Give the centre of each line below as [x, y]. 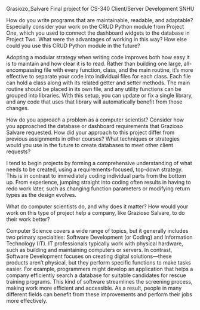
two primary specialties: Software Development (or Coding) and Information [99, 237]
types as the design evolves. [41, 195]
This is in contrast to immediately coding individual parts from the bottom [96, 176]
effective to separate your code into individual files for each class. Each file [99, 76]
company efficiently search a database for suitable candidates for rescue [96, 275]
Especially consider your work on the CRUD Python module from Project [95, 27]
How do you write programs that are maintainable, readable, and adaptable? [100, 20]
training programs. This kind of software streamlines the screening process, [99, 282]
